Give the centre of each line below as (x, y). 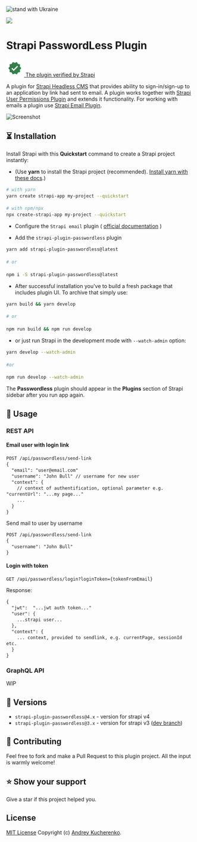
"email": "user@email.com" (45, 470)
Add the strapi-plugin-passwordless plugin (68, 238)
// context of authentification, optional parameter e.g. (90, 488)
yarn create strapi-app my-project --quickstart (68, 196)
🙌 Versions (27, 702)
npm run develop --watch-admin (45, 377)
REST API (20, 431)
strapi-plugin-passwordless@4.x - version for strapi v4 (82, 717)
